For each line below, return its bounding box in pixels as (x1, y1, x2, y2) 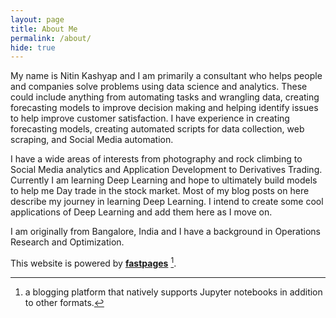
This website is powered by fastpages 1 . (10, 256, 177, 269)
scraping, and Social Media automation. (10, 134, 174, 146)
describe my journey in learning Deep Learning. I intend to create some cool (10, 196, 324, 208)
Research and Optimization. (10, 236, 125, 248)
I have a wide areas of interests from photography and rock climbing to (10, 153, 303, 165)
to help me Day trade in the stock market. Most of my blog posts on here (10, 185, 310, 197)
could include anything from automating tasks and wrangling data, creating (10, 91, 320, 103)
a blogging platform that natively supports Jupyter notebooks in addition (24, 286, 323, 298)
